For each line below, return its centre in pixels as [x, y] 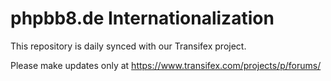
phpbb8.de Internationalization [142, 18]
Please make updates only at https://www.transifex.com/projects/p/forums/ [166, 65]
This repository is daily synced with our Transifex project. [128, 46]
